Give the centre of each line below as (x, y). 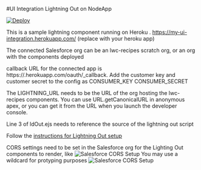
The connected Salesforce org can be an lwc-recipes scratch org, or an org (101, 50)
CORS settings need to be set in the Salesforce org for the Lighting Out (95, 147)
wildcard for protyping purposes (47, 160)
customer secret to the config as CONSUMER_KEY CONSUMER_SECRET (97, 81)
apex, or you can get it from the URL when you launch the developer (92, 106)
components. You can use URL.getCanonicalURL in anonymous (106, 100)
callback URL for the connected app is (54, 68)
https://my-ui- (169, 32)
